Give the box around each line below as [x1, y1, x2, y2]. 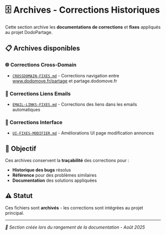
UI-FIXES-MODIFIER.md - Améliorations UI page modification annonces [12, 130, 154, 136]
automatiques [12, 106, 41, 112]
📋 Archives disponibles [5, 44, 81, 53]
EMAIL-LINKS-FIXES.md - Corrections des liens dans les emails [12, 101, 137, 107]
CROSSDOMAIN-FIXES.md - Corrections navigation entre [12, 72, 120, 78]
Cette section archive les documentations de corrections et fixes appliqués [5, 24, 161, 30]
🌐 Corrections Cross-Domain [5, 62, 77, 68]
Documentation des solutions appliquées [12, 177, 97, 183]
